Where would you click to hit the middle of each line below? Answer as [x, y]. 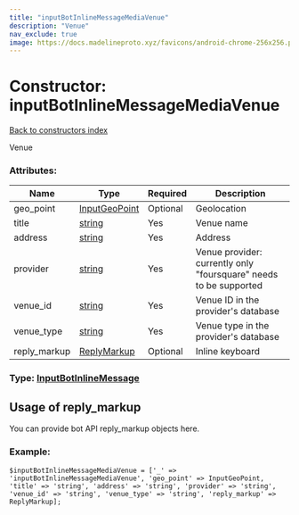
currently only [224, 263]
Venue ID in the [227, 300]
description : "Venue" [49, 26]
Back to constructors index [59, 130]
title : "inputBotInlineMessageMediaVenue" [89, 17]
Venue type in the [232, 326]
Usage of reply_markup [75, 407]
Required [168, 194]
